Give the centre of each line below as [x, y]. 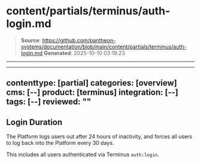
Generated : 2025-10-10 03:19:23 [85, 53]
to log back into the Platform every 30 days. [60, 143]
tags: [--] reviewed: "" [49, 102]
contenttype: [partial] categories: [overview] [92, 83]
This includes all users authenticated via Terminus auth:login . [83, 154]
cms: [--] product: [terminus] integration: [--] [92, 92]
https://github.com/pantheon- [79, 40]
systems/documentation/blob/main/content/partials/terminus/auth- [103, 47]
